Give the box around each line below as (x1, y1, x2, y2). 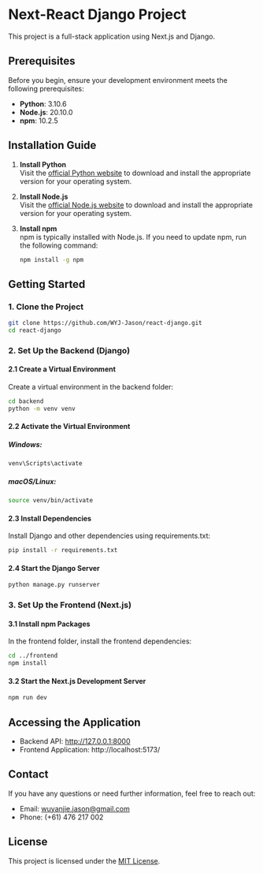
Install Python (19, 159, 67, 169)
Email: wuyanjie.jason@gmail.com (19, 804, 130, 813)
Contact (8, 767, 49, 782)
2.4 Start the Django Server (8, 563, 100, 573)
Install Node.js (19, 192, 69, 201)
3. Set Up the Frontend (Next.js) (8, 599, 132, 610)
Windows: (8, 439, 43, 449)
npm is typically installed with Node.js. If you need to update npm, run (19, 232, 246, 241)
